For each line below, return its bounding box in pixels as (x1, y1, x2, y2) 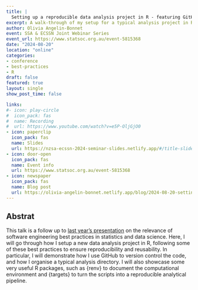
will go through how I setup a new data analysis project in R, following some (6, 240, 190, 247)
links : (6, 102, 22, 107)
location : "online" (6, 47, 54, 53)
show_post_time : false (6, 91, 62, 97)
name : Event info (11, 162, 54, 168)
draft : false (6, 74, 38, 80)
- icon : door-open (6, 151, 51, 157)
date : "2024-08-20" (6, 42, 54, 48)
